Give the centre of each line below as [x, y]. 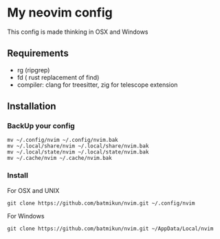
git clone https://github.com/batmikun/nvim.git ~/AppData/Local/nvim [110, 229]
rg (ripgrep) [33, 70]
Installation [32, 106]
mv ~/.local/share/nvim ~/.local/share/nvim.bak [78, 146]
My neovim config [60, 13]
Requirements [38, 53]
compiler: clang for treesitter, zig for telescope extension [97, 85]
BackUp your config [41, 126]
